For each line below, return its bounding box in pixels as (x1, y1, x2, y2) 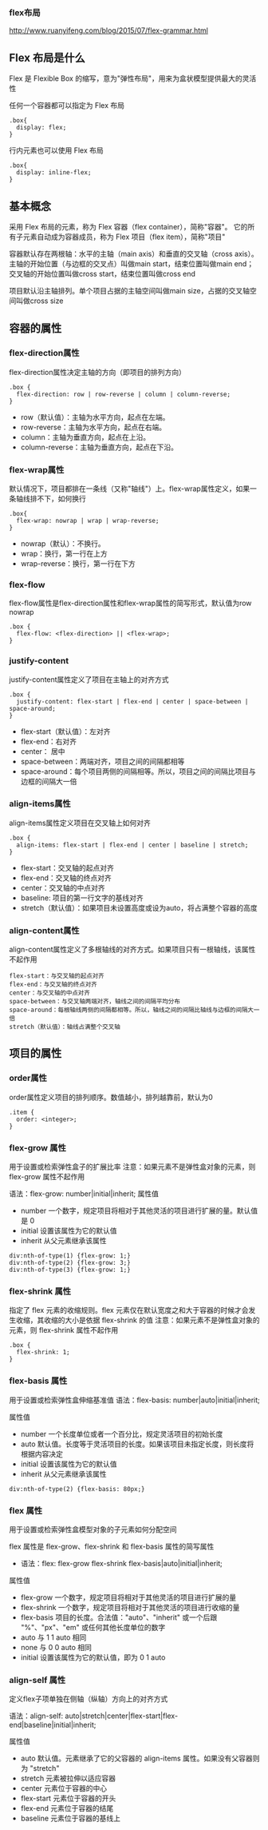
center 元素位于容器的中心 (20, 1784, 108, 1793)
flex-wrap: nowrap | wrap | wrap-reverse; (16, 516, 160, 524)
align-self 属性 (9, 1674, 66, 1685)
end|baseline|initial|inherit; (9, 1720, 97, 1730)
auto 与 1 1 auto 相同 (20, 1633, 87, 1642)
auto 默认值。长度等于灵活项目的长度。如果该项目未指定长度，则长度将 (20, 1439, 254, 1449)
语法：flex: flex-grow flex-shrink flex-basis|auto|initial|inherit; (20, 1558, 223, 1568)
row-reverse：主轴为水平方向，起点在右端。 (20, 422, 167, 432)
